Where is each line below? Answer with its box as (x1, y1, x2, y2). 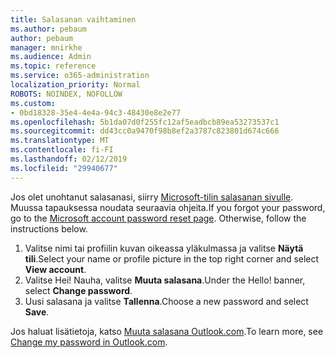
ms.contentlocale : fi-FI (10, 145, 114, 155)
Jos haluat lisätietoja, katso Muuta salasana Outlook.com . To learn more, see (10, 325, 324, 337)
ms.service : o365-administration (10, 71, 150, 81)
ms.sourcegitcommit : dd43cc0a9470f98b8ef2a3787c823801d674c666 (10, 126, 280, 136)
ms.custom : (10, 98, 56, 108)
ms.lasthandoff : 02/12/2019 (10, 154, 128, 164)
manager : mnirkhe (10, 42, 83, 53)
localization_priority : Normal (10, 80, 141, 90)
